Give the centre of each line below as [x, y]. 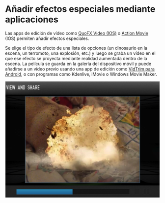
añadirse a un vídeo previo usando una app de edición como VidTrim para [80, 69]
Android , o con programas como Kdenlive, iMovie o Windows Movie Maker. [81, 74]
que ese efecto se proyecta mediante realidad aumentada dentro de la [76, 58]
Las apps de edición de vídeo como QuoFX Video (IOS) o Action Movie [77, 33]
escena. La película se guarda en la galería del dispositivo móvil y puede [78, 64]
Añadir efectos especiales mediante [80, 9]
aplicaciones [32, 19]
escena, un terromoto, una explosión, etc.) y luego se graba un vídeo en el [80, 53]
